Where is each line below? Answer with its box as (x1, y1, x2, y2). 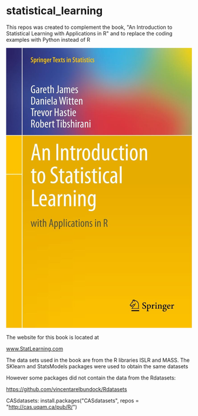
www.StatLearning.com (6, 345, 64, 352)
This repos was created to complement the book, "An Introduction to (6, 24, 173, 31)
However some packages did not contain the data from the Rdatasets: (6, 374, 176, 381)
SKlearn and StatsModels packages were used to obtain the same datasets (6, 363, 189, 370)
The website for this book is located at (6, 334, 99, 341)
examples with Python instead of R (6, 36, 90, 43)
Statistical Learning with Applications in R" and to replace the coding (6, 29, 173, 37)
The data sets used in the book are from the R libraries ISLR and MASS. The (6, 356, 190, 364)
